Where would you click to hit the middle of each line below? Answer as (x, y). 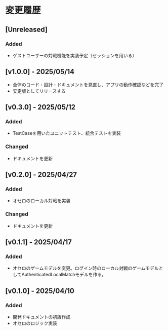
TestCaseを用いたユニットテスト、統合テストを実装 (67, 133)
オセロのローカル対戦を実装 (41, 201)
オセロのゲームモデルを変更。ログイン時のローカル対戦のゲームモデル (86, 268)
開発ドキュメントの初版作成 (41, 317)
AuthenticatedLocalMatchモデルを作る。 (64, 275)
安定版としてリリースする (39, 91)
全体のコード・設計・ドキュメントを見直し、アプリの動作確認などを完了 (88, 85)
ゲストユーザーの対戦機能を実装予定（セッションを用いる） (75, 55)
